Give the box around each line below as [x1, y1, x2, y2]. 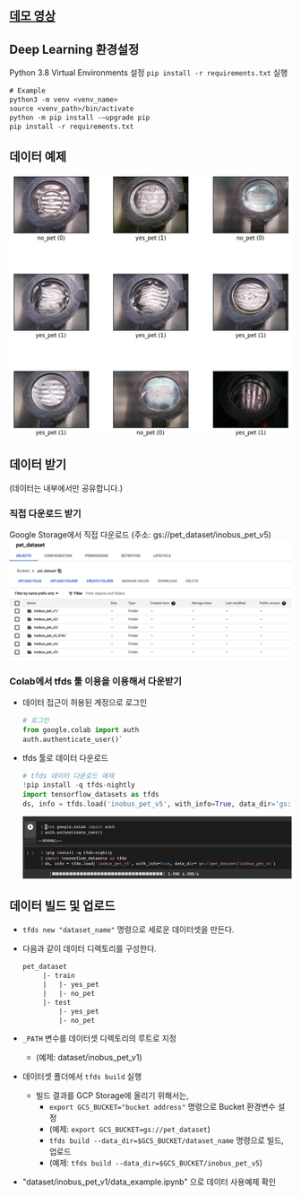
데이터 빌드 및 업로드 [9, 898, 116, 913]
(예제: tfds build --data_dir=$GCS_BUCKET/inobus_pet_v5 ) [48, 1157, 262, 1168]
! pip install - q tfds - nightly [21, 781, 136, 790]
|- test [42, 998, 72, 1007]
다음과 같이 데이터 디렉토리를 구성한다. [21, 943, 157, 954]
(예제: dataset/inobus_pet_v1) [35, 1052, 142, 1062]
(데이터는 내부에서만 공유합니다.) [9, 483, 124, 493]
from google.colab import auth [21, 725, 140, 734]
